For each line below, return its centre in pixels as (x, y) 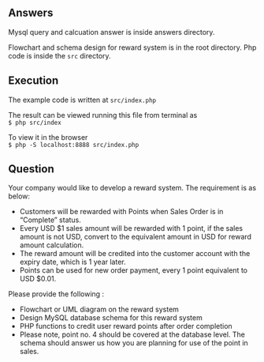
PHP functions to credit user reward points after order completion (126, 326)
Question (31, 169)
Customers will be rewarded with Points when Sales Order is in (121, 212)
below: (19, 196)
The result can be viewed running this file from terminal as (103, 115)
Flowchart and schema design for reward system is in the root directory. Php (132, 47)
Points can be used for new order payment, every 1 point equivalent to (134, 270)
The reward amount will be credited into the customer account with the (135, 254)
